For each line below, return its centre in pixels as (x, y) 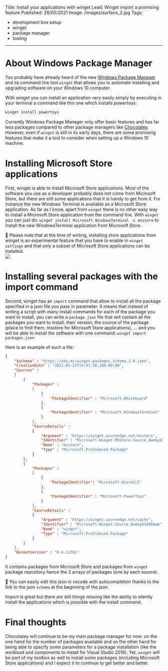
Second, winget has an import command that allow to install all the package (83, 301)
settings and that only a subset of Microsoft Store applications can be (77, 246)
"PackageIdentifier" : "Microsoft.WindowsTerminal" (105, 412)
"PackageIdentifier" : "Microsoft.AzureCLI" (96, 482)
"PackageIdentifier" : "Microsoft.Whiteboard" (99, 398)
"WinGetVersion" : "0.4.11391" (47, 552)
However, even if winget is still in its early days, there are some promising (80, 132)
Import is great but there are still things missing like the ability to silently (79, 597)
